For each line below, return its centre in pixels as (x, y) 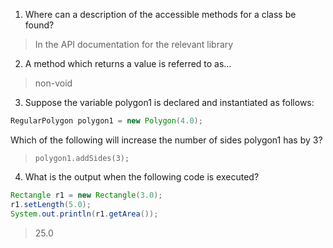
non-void (53, 83)
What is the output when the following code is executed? (142, 176)
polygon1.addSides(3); (82, 158)
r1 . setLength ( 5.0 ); (51, 204)
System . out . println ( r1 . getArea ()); (84, 214)
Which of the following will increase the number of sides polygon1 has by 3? (166, 140)
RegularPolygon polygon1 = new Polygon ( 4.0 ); (106, 121)
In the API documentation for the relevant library (134, 44)
